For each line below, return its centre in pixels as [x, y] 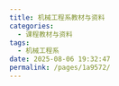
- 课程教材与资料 [45, 34]
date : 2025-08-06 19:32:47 [60, 59]
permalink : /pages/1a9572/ [60, 68]
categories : [32, 26]
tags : [19, 43]
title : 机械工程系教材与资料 [57, 17]
